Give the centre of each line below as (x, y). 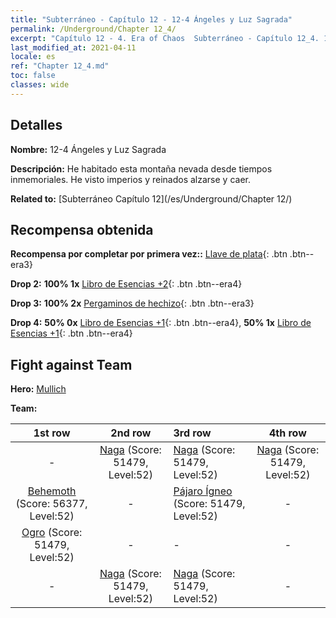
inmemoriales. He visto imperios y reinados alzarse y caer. (130, 179)
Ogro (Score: (52, 533)
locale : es (33, 57)
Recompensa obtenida (82, 229)
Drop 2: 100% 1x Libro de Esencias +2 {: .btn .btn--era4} (126, 284)
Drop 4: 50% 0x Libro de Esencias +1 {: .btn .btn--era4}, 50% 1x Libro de (161, 323)
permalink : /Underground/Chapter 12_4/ (93, 29)
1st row (52, 433)
